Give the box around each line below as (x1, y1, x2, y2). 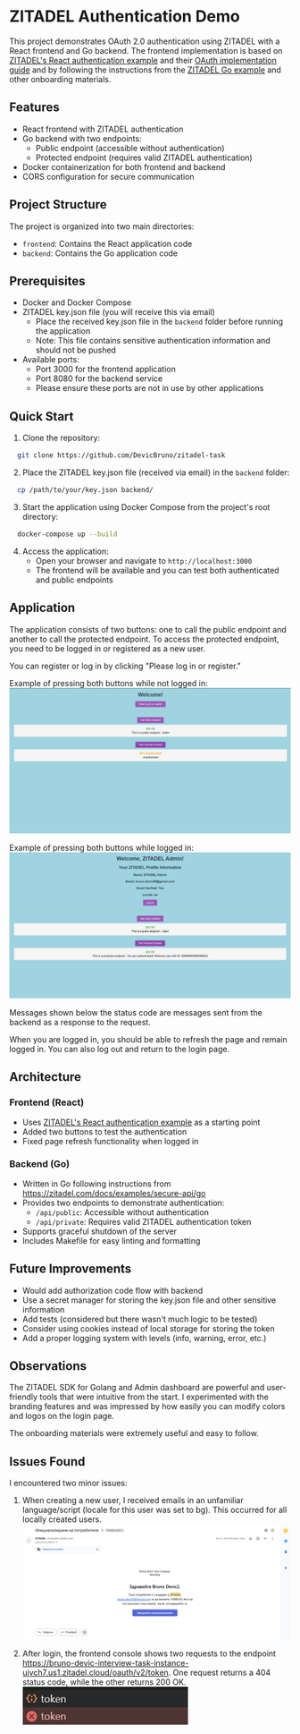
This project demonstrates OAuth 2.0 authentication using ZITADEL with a (9, 36, 280, 47)
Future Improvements (9, 1262, 132, 1277)
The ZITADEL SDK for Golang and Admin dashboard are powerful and (9, 1382, 265, 1393)
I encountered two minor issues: (9, 1478, 128, 1489)
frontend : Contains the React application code (21, 238, 193, 249)
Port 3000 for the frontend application (35, 364, 176, 375)
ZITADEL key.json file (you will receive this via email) (21, 307, 216, 318)
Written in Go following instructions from (21, 1178, 171, 1189)
